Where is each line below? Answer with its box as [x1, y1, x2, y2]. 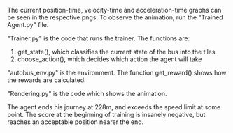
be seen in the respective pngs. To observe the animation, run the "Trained [7, 13, 224, 22]
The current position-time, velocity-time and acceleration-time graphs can [7, 6, 222, 14]
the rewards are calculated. [7, 76, 86, 84]
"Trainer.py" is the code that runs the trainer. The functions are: [7, 34, 190, 42]
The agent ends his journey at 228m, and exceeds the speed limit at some [7, 103, 221, 111]
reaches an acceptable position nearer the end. [7, 118, 144, 126]
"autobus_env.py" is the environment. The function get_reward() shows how [7, 69, 227, 77]
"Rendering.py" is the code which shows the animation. [7, 90, 167, 97]
